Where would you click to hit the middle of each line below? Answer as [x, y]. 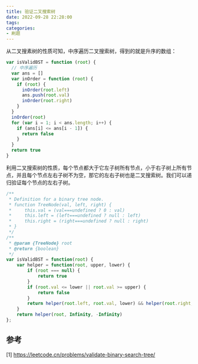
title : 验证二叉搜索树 [31, 12]
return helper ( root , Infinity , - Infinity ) [70, 315]
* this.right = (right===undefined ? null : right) [79, 221]
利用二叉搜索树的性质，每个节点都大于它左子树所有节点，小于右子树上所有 [96, 168]
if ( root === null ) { [54, 271]
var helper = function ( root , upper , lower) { [74, 265]
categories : [21, 28]
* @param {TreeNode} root [40, 243]
